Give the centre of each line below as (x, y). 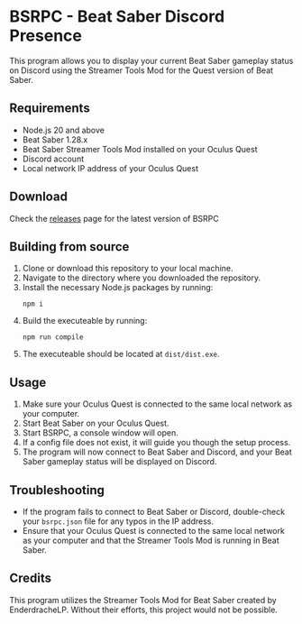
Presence (46, 36)
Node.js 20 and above (64, 130)
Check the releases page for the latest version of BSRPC (114, 218)
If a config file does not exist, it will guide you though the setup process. (156, 443)
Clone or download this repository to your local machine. (128, 269)
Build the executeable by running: (85, 321)
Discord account (53, 159)
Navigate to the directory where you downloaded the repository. (142, 278)
